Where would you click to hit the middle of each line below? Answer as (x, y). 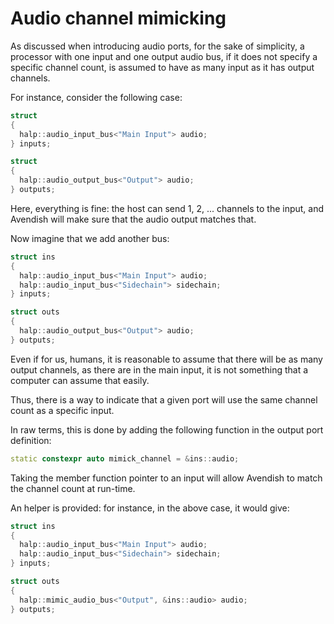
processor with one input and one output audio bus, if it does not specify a (164, 56)
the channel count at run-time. (73, 488)
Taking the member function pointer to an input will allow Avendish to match (166, 478)
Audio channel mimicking (118, 18)
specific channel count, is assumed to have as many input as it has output (162, 67)
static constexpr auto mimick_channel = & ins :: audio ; (125, 458)
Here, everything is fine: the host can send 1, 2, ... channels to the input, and (167, 208)
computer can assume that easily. (80, 380)
